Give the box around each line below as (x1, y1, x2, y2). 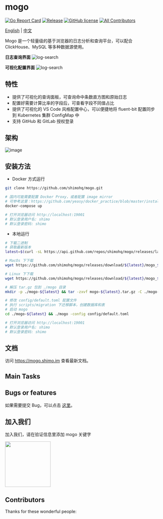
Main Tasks (5, 372, 40, 380)
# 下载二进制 (5, 240, 28, 245)
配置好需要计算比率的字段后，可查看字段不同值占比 (12, 100, 114, 106)
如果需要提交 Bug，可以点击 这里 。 (5, 402, 75, 408)
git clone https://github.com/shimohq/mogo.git (5, 186, 103, 191)
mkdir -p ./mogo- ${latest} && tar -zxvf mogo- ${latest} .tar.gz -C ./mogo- (5, 289, 160, 294)
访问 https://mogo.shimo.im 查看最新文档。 (5, 358, 91, 364)
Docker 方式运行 (12, 176, 45, 182)
